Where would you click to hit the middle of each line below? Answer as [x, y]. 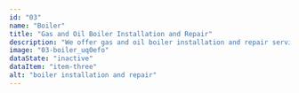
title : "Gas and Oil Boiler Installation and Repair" [111, 34]
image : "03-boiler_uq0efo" [59, 50]
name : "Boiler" [37, 26]
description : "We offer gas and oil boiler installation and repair [139, 42]
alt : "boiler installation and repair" [83, 75]
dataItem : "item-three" [53, 67]
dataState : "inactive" [51, 58]
